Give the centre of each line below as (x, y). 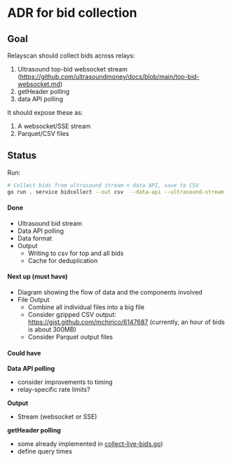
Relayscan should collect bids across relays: (71, 55)
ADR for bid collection (72, 13)
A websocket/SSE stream (54, 126)
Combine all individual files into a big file (86, 307)
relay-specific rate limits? (54, 390)
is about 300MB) (52, 329)
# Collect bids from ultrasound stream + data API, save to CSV (103, 185)
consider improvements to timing (65, 382)
